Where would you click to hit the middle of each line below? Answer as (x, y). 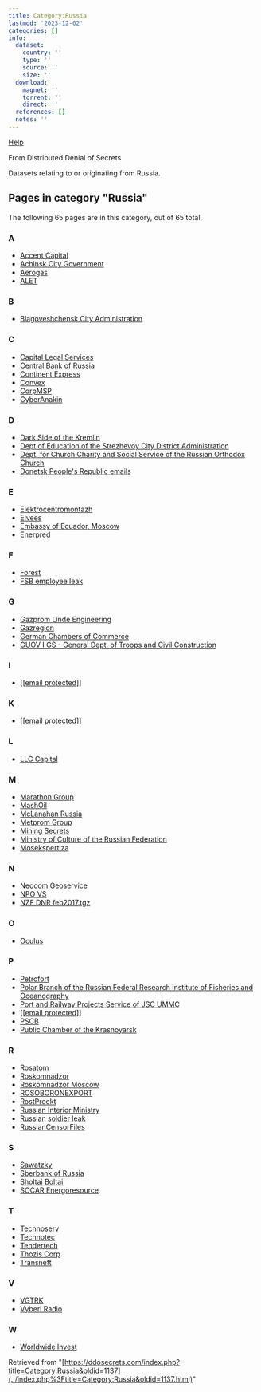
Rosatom (34, 1068)
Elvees (31, 518)
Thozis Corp (40, 1254)
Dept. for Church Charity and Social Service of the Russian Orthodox (132, 454)
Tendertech (39, 1245)
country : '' (42, 53)
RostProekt (38, 1102)
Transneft (35, 1262)
